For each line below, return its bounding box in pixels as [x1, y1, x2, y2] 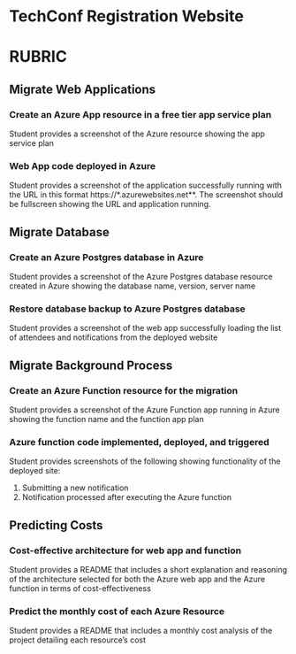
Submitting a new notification [21, 482, 129, 493]
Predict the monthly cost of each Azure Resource [9, 604, 225, 617]
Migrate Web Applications [9, 81, 156, 96]
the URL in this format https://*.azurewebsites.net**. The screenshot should [9, 189, 284, 200]
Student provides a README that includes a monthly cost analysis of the [9, 626, 273, 636]
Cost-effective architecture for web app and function [9, 544, 241, 557]
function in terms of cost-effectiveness [9, 583, 152, 594]
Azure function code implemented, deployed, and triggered [9, 435, 269, 448]
